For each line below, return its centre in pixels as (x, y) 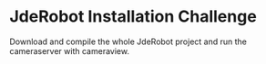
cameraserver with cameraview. (70, 50)
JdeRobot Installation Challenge (133, 17)
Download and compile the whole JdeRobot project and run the (128, 41)
